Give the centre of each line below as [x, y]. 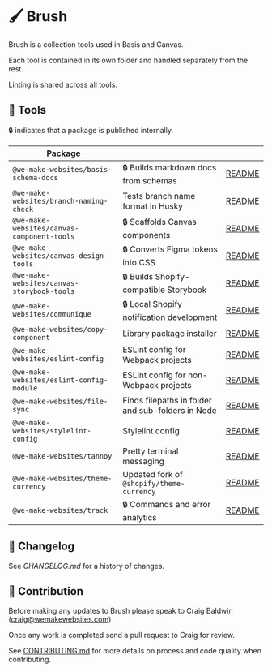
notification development [170, 317]
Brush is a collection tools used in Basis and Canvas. [96, 44]
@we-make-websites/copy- [60, 329]
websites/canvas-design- [60, 256]
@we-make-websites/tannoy [62, 456]
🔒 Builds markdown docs [170, 167]
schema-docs [36, 178]
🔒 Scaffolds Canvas [159, 222]
